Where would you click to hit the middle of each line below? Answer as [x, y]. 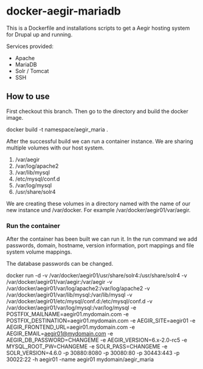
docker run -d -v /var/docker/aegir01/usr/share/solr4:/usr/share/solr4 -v [97, 275]
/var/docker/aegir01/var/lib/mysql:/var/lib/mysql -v [69, 295]
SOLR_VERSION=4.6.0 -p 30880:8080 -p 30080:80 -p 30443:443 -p [93, 353]
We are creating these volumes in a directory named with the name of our [98, 203]
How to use [28, 96]
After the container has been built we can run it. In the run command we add [102, 239]
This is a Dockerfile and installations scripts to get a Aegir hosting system [98, 28]
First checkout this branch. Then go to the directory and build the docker [97, 111]
